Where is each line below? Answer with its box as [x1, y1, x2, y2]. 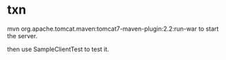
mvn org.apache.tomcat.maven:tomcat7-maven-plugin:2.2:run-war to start [7, 25, 219, 33]
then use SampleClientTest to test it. [7, 45, 110, 53]
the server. [7, 31, 38, 40]
